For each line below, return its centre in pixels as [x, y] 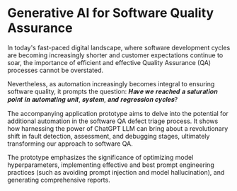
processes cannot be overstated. [56, 70]
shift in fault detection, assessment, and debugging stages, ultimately [109, 136]
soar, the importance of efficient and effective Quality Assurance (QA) [109, 62]
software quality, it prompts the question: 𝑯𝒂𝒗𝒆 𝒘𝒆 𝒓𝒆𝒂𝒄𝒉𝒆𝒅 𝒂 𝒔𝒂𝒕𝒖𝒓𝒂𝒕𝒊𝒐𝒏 [112, 91]
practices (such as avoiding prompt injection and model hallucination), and [116, 172]
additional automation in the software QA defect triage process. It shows [113, 121]
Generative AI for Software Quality [111, 13]
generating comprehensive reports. [59, 180]
